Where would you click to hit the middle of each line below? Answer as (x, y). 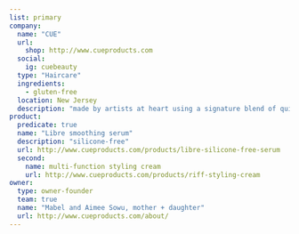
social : (32, 59)
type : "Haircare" (49, 76)
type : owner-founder (55, 191)
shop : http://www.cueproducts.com (89, 51)
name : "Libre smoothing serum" (75, 133)
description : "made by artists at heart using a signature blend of (147, 109)
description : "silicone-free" (73, 141)
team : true (37, 200)
